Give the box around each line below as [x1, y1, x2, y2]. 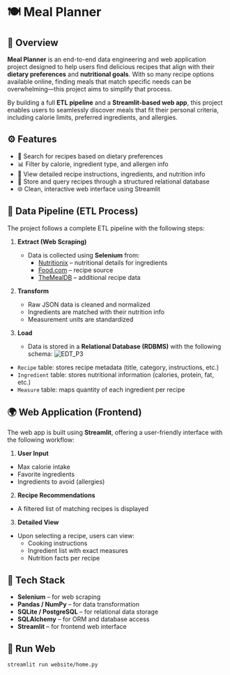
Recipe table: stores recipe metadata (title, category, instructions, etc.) [17, 363, 220, 371]
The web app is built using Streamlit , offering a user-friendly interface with [7, 429, 223, 437]
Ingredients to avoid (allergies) [17, 477, 105, 486]
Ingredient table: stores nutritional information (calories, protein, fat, [17, 370, 215, 379]
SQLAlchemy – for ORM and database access [17, 615, 150, 623]
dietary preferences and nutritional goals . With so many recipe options [7, 70, 215, 78]
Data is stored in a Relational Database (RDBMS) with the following [27, 342, 222, 350]
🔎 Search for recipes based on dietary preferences [17, 151, 164, 160]
